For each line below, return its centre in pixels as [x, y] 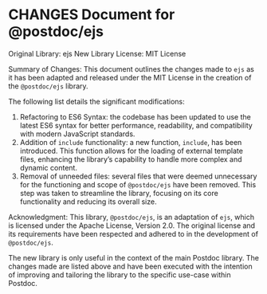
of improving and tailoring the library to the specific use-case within [120, 274]
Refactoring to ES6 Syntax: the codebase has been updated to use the [135, 116]
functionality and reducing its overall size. [88, 202]
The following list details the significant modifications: [96, 101]
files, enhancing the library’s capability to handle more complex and [131, 159]
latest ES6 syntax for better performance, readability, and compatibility [136, 125]
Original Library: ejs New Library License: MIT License [97, 53]
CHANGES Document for [92, 15]
